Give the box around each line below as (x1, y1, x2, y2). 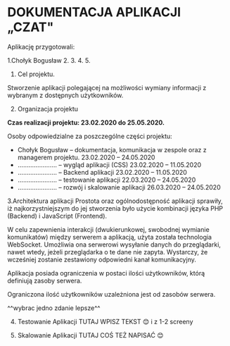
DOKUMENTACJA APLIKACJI (7, 4, 181, 20)
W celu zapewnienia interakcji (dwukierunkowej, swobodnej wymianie (7, 225, 210, 233)
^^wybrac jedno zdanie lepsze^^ (7, 304, 101, 312)
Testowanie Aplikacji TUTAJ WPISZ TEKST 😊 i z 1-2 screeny (17, 317, 193, 326)
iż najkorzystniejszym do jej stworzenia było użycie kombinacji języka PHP (7, 204, 224, 212)
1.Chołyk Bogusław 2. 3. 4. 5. (7, 56, 91, 64)
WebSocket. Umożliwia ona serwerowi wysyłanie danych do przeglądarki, (7, 240, 222, 249)
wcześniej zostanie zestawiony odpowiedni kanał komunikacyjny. (7, 255, 197, 264)
